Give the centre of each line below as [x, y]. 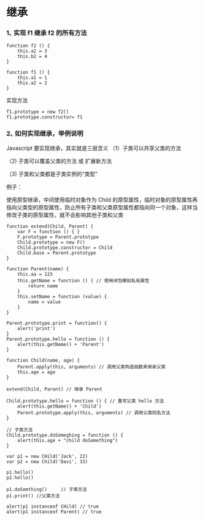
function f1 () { [28, 73]
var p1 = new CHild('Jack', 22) [47, 456]
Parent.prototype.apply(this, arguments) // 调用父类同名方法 [94, 413]
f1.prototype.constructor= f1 [45, 117]
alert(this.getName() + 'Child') [59, 406]
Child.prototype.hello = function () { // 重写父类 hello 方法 [85, 401]
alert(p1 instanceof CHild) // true [53, 506]
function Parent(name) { [38, 269]
